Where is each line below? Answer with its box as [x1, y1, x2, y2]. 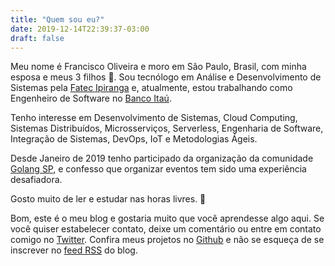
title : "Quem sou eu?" [10, 14, 105, 25]
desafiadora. [10, 174, 63, 186]
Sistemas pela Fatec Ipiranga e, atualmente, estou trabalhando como [10, 82, 293, 94]
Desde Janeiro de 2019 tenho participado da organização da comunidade [10, 152, 314, 165]
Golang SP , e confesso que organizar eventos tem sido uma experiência [10, 163, 307, 175]
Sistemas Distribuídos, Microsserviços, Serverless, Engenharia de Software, [10, 122, 324, 135]
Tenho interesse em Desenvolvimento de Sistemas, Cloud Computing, [10, 112, 298, 124]
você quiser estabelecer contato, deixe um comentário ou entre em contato [10, 223, 322, 235]
